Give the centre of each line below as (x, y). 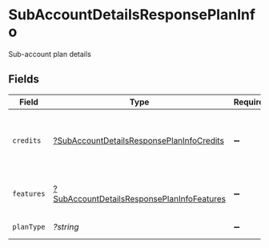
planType (29, 227)
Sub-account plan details (50, 54)
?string (66, 226)
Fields (24, 79)
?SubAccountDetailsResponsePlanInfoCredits (139, 140)
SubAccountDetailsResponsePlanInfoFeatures (140, 198)
